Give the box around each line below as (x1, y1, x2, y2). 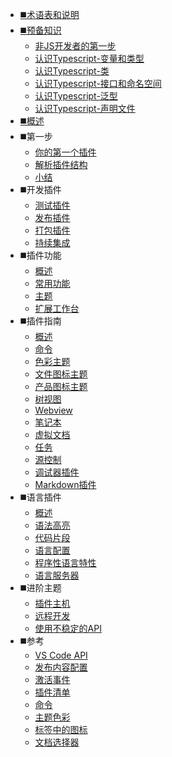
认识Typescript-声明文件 (34, 103, 136, 114)
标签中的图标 (34, 724, 88, 735)
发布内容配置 (34, 661, 88, 673)
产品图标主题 (34, 381, 88, 392)
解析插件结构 (34, 159, 88, 170)
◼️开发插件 (19, 184, 62, 195)
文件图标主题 (34, 368, 88, 380)
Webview (34, 404, 73, 416)
